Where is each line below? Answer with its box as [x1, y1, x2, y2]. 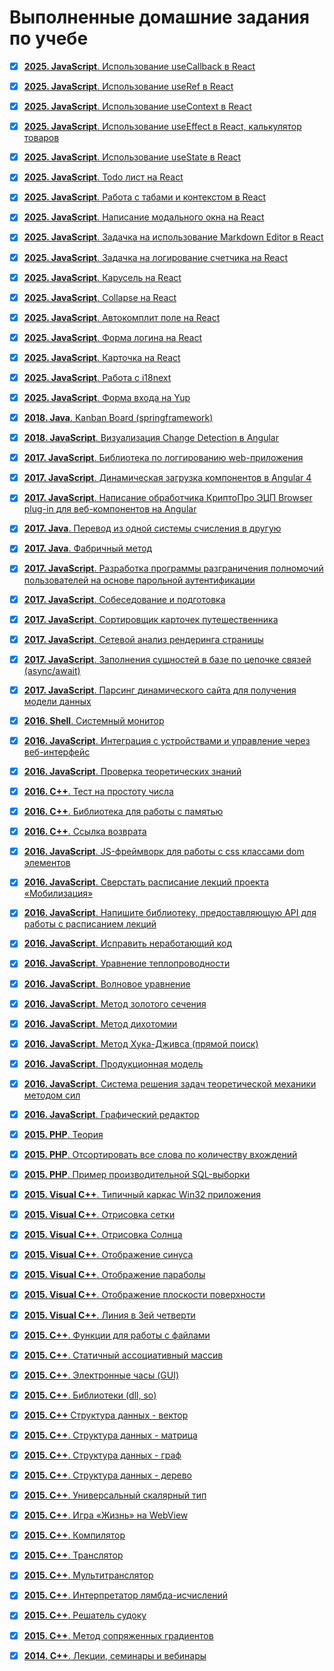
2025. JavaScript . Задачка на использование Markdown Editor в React [23, 231, 324, 243]
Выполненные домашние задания [9, 6, 310, 29]
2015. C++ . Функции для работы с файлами [23, 1329, 211, 1341]
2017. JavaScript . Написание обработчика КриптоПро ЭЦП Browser [23, 492, 313, 504]
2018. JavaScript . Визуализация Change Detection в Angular [23, 432, 279, 444]
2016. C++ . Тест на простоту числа [23, 786, 174, 797]
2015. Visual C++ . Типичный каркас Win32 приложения [23, 1189, 261, 1201]
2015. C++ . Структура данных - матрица [23, 1429, 198, 1441]
